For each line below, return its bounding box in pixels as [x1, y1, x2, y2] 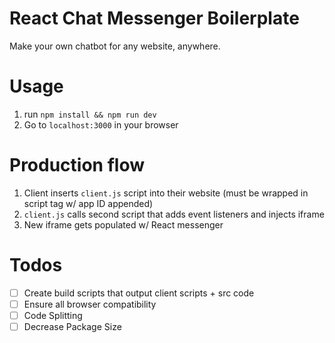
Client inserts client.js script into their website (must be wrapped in [23, 187, 309, 199]
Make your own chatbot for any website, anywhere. [9, 40, 221, 52]
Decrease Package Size [23, 320, 122, 332]
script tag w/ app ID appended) [23, 197, 154, 209]
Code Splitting [23, 309, 83, 321]
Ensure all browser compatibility [23, 298, 157, 310]
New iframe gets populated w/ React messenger [23, 218, 224, 231]
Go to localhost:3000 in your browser [23, 118, 179, 131]
